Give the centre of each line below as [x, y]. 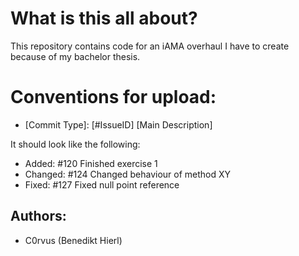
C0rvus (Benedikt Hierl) [73, 240]
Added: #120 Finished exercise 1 [91, 163]
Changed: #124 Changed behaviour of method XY [128, 174]
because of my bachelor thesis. [75, 56]
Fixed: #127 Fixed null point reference [102, 184]
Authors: [38, 216]
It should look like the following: [75, 144]
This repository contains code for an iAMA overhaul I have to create [150, 46]
